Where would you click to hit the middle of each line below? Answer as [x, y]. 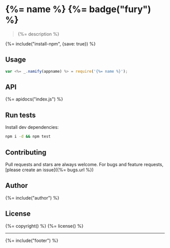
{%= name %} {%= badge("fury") [78, 9]
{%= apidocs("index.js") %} [34, 99]
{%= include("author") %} [32, 197]
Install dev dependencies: [32, 127]
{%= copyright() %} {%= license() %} [45, 226]
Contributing [26, 152]
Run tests [20, 115]
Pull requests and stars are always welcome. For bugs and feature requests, [84, 164]
